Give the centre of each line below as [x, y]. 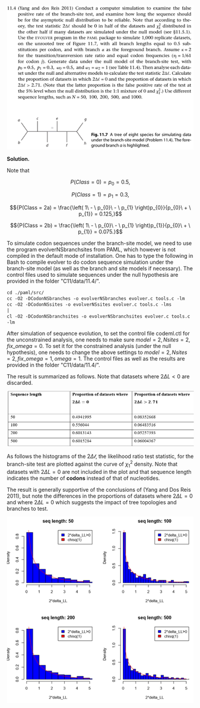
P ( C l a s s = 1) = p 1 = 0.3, [100, 195]
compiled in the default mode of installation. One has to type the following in [100, 256]
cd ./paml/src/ [26, 293]
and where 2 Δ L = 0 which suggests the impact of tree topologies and [92, 502]
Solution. [18, 159]
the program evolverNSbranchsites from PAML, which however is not [91, 249]
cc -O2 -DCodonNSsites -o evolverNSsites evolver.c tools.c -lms [89, 305]
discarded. [20, 383]
